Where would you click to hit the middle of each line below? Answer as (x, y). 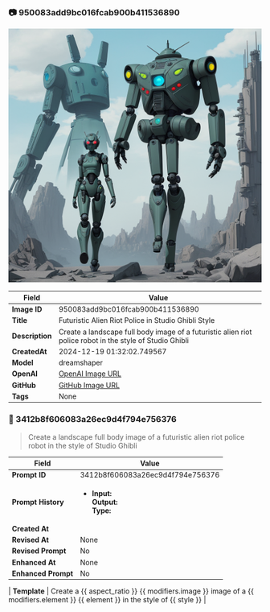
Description (32, 336)
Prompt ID (29, 475)
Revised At (31, 540)
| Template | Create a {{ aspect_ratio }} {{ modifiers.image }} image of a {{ (131, 591)
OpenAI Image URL (90, 374)
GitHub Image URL (90, 385)
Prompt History (38, 502)
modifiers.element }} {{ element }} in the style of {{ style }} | (107, 600)
